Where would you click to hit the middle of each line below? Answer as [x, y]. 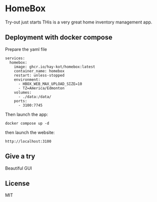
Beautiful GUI [18, 168]
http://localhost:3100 [28, 141]
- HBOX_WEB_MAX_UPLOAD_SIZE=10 [50, 84]
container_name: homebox [39, 71]
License [17, 183]
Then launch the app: [26, 114]
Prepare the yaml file [26, 49]
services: [15, 58]
